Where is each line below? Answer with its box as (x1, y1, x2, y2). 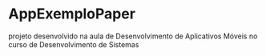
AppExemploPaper (8, 5, 136, 23)
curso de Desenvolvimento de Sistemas (8, 39, 139, 49)
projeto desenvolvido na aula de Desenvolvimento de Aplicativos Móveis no (8, 31, 258, 41)
